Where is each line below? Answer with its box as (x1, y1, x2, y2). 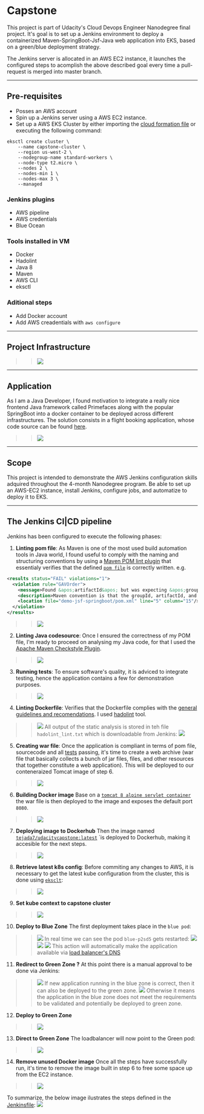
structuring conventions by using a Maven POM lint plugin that (15, 557, 171, 564)
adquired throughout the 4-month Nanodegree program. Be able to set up (7, 480, 191, 488)
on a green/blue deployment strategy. (7, 43, 101, 50)
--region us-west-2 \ (18, 149, 72, 155)
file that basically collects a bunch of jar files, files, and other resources (15, 755, 194, 763)
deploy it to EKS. (7, 493, 48, 500)
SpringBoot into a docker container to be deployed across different (7, 410, 174, 417)
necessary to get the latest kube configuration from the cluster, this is (15, 870, 189, 877)
